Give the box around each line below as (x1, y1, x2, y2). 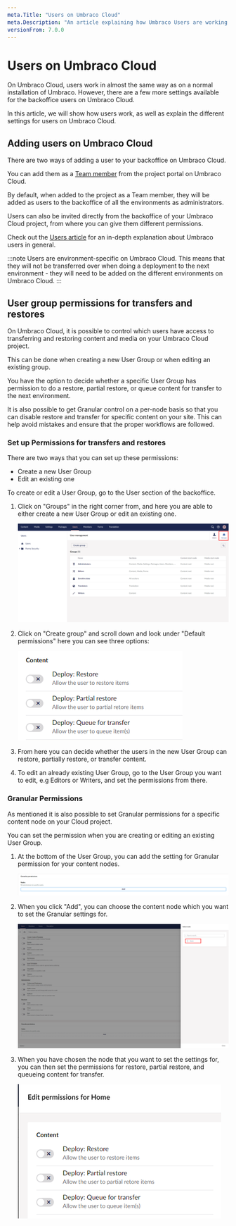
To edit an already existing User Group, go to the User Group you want (17, 769, 222, 777)
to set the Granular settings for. (17, 910, 108, 918)
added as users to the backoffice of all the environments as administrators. (7, 198, 224, 207)
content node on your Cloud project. (7, 817, 112, 826)
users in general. (7, 240, 56, 249)
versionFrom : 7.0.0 (7, 26, 65, 33)
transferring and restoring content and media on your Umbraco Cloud (7, 334, 209, 342)
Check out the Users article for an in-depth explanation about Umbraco (7, 233, 214, 242)
